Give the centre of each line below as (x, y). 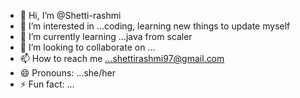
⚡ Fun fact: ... (47, 84)
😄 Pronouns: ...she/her (67, 73)
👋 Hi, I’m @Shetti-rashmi (70, 15)
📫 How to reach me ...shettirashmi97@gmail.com (122, 58)
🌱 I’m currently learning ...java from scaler (106, 36)
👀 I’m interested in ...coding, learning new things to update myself (155, 26)
